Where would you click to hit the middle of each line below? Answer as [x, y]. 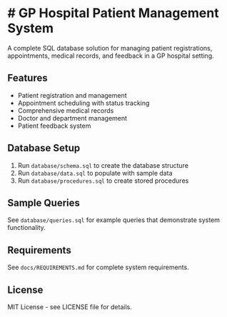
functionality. [27, 228]
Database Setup [44, 148]
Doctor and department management [72, 118]
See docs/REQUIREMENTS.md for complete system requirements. [98, 267]
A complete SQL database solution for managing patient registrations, [110, 48]
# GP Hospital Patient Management [113, 13]
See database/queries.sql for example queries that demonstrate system [113, 220]
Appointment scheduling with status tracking [84, 103]
